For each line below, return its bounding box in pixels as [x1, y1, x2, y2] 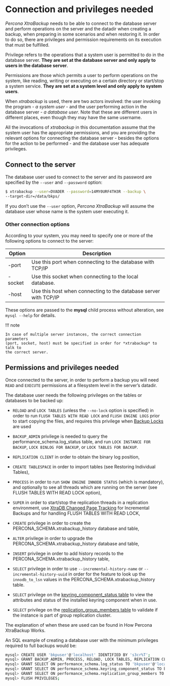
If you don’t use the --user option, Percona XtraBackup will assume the [5, 203, 154, 209]
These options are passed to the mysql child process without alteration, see [5, 307, 164, 313]
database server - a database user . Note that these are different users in [5, 109, 157, 115]
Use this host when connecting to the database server [31, 287, 160, 294]
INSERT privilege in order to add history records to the [12, 550, 124, 556]
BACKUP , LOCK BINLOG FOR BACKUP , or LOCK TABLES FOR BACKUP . [12, 444, 138, 450]
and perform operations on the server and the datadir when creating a [5, 25, 152, 31]
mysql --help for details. [5, 312, 56, 318]
